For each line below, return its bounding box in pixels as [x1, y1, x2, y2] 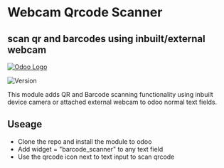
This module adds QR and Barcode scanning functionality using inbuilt [7, 90, 213, 98]
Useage [7, 118, 43, 130]
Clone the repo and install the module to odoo [17, 137, 152, 146]
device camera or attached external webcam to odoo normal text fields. [7, 98, 218, 106]
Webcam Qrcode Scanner [7, 4, 163, 21]
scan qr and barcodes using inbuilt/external [7, 33, 206, 45]
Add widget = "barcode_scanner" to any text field [17, 145, 164, 153]
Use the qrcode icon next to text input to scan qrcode [17, 152, 175, 161]
